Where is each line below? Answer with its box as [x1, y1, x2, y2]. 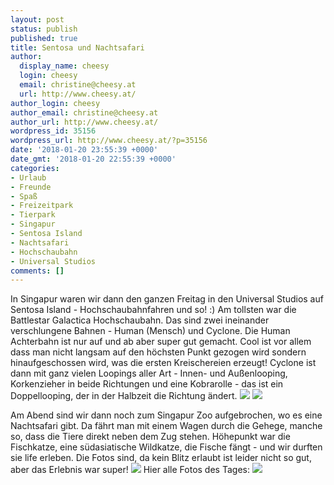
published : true [10, 33, 78, 43]
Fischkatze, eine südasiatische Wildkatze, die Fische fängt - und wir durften [10, 441, 323, 453]
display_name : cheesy [19, 61, 110, 71]
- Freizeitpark [10, 201, 74, 211]
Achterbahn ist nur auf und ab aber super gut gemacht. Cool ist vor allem [10, 336, 312, 348]
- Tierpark [10, 210, 56, 220]
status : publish [10, 24, 78, 34]
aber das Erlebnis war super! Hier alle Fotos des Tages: [10, 464, 250, 476]
